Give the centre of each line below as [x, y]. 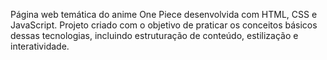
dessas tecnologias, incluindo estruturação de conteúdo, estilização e [154, 35]
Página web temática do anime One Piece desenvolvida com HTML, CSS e [164, 14]
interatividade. [40, 46]
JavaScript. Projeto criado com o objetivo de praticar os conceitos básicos [164, 25]
